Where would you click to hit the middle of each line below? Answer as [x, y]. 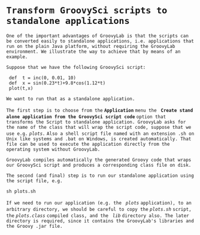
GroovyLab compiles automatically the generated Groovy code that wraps [99, 160]
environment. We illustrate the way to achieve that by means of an [93, 52]
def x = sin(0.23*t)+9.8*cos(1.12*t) [57, 83]
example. [17, 57]
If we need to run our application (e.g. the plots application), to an [99, 203]
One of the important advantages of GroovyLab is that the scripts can [97, 36]
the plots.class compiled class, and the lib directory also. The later [98, 216]
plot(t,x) [21, 88]
